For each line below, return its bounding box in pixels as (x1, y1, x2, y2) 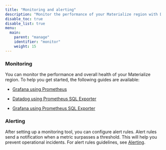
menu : (5, 26, 16, 31)
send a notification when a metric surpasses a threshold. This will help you (5, 134, 157, 140)
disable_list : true (5, 21, 45, 26)
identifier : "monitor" (14, 39, 61, 44)
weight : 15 (14, 44, 37, 49)
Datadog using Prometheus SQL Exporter (12, 96, 96, 102)
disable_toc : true (5, 16, 43, 21)
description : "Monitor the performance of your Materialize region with (5, 12, 158, 17)
